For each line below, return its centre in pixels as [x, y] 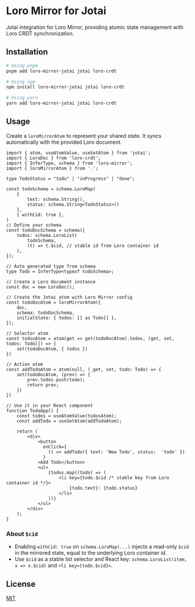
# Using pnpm [22, 65]
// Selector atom [27, 333]
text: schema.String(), [56, 199]
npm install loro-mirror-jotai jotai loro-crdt [65, 87]
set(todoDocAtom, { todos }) [52, 349]
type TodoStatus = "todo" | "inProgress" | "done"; [70, 179]
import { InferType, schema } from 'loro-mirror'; [69, 163]
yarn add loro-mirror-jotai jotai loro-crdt [61, 103]
